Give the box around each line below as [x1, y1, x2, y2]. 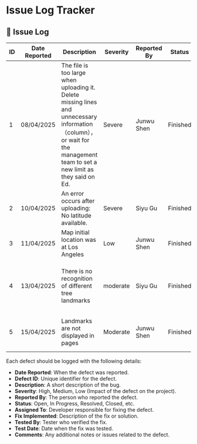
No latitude [61, 211, 92, 220]
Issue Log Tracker [6, 4, 95, 17]
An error [61, 190, 84, 197]
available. [61, 219, 88, 227]
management [61, 151, 98, 159]
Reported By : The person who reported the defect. [14, 394, 138, 401]
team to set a [61, 158, 97, 166]
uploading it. [61, 83, 96, 91]
